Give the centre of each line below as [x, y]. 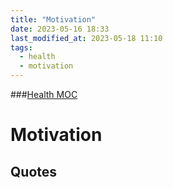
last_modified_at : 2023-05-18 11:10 [86, 38]
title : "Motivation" [53, 19]
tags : [21, 47]
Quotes [34, 171]
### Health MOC [44, 94]
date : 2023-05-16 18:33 [60, 29]
